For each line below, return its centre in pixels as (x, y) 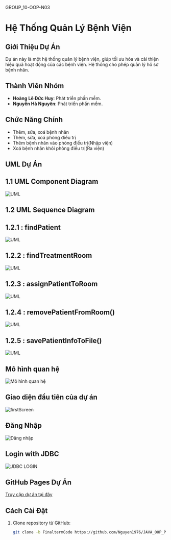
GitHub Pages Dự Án (38, 482)
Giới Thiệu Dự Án (33, 47)
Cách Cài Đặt (27, 511)
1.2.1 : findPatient (33, 227)
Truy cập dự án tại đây (29, 495)
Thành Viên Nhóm (35, 86)
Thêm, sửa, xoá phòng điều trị (44, 137)
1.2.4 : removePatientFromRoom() (60, 313)
